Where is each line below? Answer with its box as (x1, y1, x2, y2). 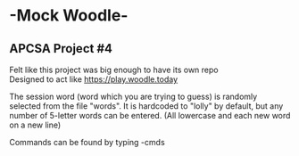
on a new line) (9, 119, 62, 130)
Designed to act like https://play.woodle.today (9, 74, 179, 85)
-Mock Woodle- (9, 5, 129, 26)
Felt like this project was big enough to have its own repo (9, 64, 219, 75)
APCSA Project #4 (9, 41, 113, 56)
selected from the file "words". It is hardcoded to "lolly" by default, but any (9, 101, 284, 111)
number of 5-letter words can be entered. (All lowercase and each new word (9, 111, 291, 120)
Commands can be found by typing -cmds (9, 137, 165, 147)
